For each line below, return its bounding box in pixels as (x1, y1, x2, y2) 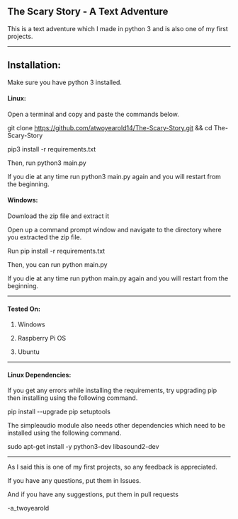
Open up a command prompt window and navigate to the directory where (7, 226, 222, 234)
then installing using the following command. (7, 394, 138, 402)
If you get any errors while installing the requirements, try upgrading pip (7, 386, 217, 395)
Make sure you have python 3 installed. (7, 78, 123, 86)
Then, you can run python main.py (7, 261, 108, 269)
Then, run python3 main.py (7, 159, 86, 167)
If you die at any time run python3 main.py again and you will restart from (7, 172, 222, 181)
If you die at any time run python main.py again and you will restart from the (7, 274, 229, 283)
